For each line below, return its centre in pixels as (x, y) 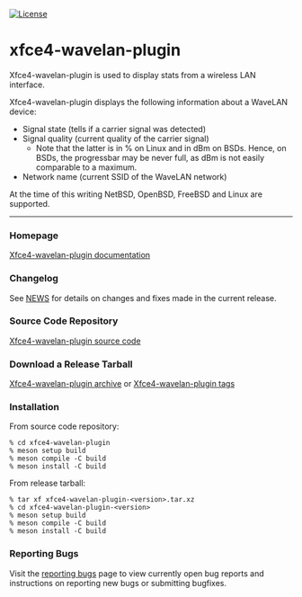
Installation (35, 407)
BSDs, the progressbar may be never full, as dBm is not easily (150, 157)
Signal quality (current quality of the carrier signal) (115, 138)
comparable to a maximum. (86, 167)
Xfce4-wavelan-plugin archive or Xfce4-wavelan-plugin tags (122, 384)
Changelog (34, 279)
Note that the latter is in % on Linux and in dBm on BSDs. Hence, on (161, 147)
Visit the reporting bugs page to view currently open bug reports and (137, 573)
